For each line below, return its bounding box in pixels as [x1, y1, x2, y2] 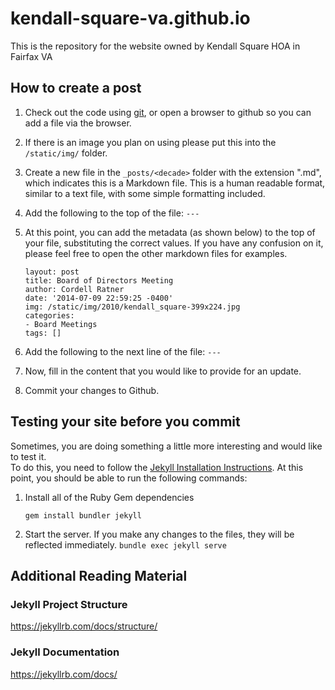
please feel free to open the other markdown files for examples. [24, 247, 288, 259]
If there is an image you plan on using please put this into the [24, 136, 277, 148]
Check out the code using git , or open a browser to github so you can [24, 106, 312, 118]
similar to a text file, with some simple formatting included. [24, 187, 266, 199]
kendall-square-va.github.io [10, 7, 251, 30]
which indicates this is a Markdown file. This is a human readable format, [24, 177, 326, 189]
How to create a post [10, 80, 142, 97]
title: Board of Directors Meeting [24, 275, 174, 286]
